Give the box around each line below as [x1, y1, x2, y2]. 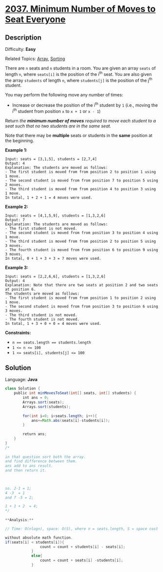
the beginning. [5, 137, 34, 143]
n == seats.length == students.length [12, 340, 91, 345]
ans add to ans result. [5, 463, 54, 468]
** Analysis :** [5, 518, 34, 523]
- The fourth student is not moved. [5, 317, 80, 321]
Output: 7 [5, 217, 25, 222]
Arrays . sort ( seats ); [22, 400, 64, 405]
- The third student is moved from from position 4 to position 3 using [5, 186, 156, 191]
